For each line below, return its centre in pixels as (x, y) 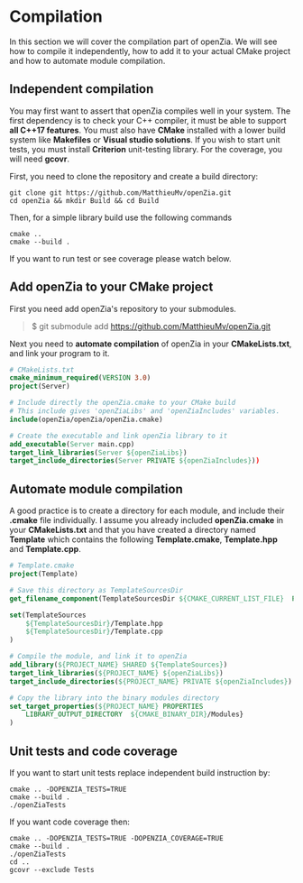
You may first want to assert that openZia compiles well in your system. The (150, 111)
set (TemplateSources (48, 615)
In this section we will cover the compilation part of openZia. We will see (143, 41)
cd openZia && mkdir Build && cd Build (84, 200)
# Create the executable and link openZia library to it (119, 436)
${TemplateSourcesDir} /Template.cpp (95, 632)
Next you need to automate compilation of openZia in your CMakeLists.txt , (151, 344)
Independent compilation (82, 89)
